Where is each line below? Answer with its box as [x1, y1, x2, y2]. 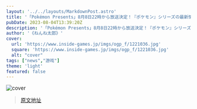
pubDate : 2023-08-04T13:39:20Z [6, 19, 83, 25]
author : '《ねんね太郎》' [6, 30, 63, 36]
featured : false [6, 69, 46, 74]
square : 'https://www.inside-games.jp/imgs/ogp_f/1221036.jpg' [11, 47, 169, 53]
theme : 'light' [6, 63, 43, 69]
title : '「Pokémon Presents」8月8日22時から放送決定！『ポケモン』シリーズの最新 [6, 14, 189, 20]
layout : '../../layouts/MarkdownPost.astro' [6, 8, 117, 15]
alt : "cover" [11, 52, 43, 58]
